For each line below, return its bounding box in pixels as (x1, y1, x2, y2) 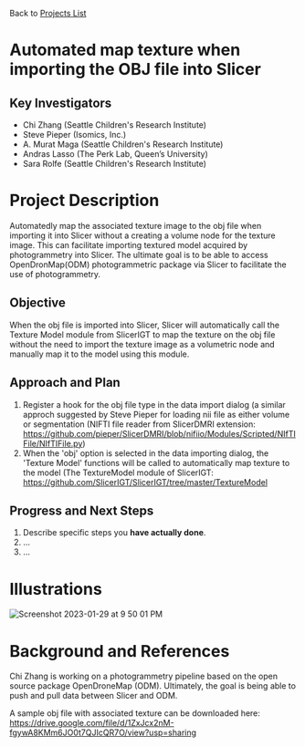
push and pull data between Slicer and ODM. (9, 690, 178, 701)
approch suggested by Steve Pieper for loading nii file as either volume (22, 409, 290, 420)
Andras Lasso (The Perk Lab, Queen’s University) (22, 149, 208, 159)
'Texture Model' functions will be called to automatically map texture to (22, 457, 290, 468)
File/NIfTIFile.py (22, 438, 83, 449)
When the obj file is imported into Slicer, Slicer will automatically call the (9, 319, 280, 330)
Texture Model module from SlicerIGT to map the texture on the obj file (9, 328, 276, 340)
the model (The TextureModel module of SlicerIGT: (22, 467, 215, 478)
